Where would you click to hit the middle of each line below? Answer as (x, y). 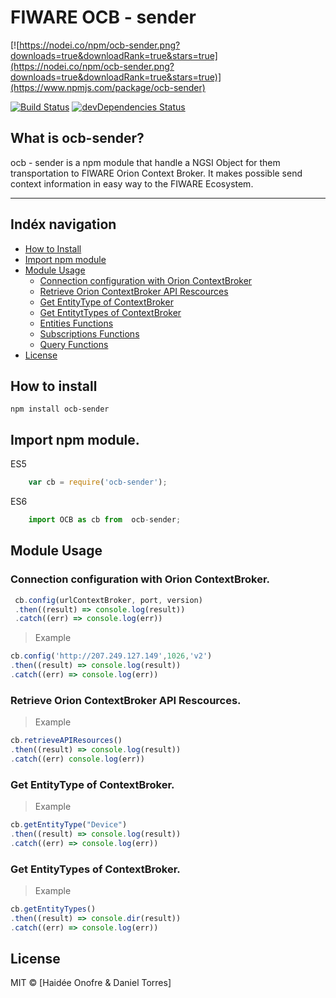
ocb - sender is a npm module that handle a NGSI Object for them (145, 162)
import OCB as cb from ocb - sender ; (105, 520)
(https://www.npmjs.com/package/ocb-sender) (108, 87)
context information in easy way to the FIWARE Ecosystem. (132, 183)
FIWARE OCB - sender (103, 17)
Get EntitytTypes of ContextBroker (110, 312)
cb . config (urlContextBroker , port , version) (108, 600)
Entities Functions (76, 323)
